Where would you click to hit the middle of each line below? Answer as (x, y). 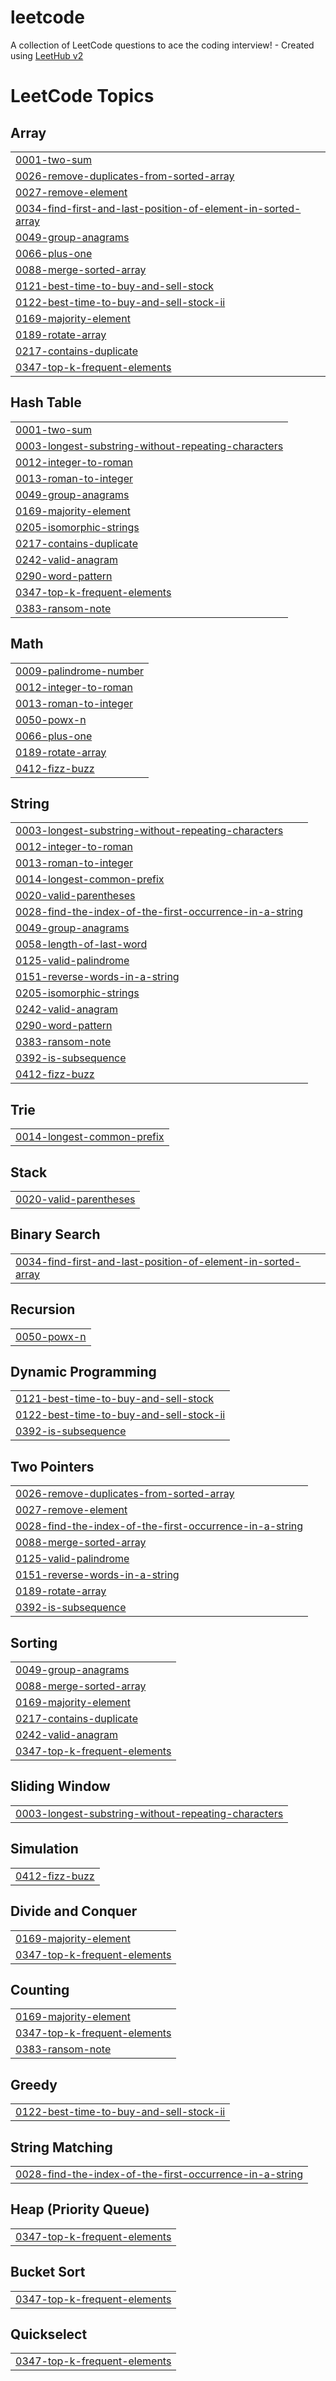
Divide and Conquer (74, 1911)
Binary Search (55, 1234)
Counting (40, 1989)
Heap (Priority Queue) (80, 2209)
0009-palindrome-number (79, 671)
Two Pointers (52, 1466)
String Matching (61, 2147)
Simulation (44, 1849)
